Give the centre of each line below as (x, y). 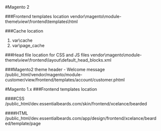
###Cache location (24, 31)
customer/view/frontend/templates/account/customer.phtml (65, 80)
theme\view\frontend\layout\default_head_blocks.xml (58, 60)
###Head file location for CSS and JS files (47, 55)
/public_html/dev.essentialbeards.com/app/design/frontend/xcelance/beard (81, 118)
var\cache (22, 40)
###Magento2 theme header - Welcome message (55, 69)
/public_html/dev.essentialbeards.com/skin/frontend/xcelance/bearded (76, 104)
